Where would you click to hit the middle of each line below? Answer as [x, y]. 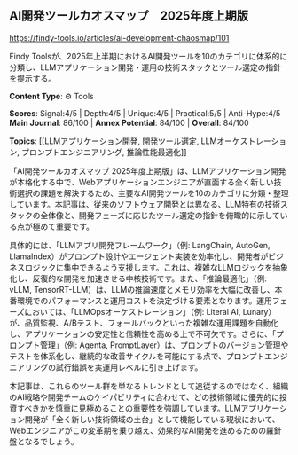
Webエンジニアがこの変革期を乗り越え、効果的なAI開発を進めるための [138, 430]
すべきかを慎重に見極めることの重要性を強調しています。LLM [129, 408]
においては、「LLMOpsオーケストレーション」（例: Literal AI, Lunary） [150, 311]
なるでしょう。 [51, 441]
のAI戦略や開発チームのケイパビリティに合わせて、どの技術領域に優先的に [144, 396]
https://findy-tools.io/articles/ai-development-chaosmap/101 [119, 37]
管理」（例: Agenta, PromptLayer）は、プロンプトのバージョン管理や [164, 345]
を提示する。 [32, 78]
